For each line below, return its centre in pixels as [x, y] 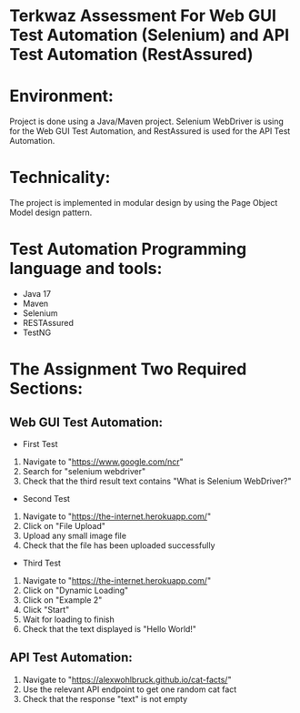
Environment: [61, 96]
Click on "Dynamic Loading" [75, 590]
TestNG [37, 332]
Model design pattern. [51, 213]
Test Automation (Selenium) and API [150, 35]
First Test [40, 444]
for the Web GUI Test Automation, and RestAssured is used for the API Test [150, 131]
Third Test [42, 563]
